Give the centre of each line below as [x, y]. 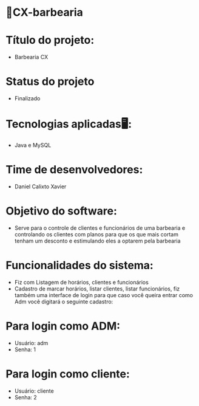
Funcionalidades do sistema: [80, 265]
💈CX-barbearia [44, 12]
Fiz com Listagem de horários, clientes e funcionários [82, 282]
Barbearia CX [31, 57]
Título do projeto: [50, 40]
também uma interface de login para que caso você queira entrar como [104, 295]
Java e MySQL [33, 145]
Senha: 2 [25, 397]
